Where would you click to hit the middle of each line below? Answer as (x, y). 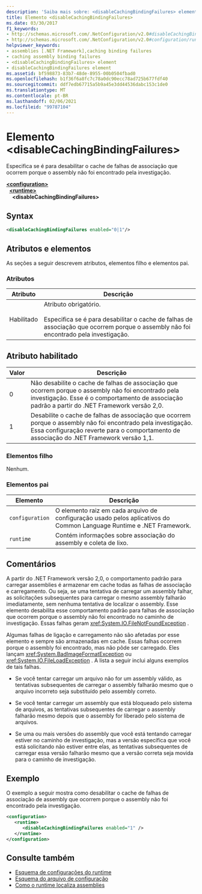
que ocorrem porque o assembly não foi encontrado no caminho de (90, 617)
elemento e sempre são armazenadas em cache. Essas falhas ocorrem (94, 641)
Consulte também (41, 858)
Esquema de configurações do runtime (63, 872)
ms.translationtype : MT (36, 90)
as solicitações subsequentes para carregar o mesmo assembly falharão (96, 598)
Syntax (20, 216)
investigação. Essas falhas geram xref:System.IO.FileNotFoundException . (98, 623)
